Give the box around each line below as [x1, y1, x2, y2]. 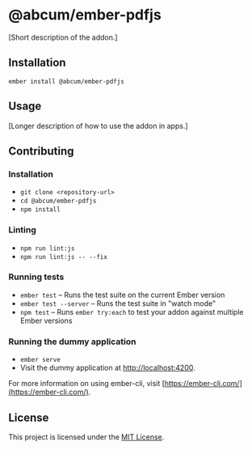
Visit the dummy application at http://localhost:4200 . [19, 363, 195, 373]
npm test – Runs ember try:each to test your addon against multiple [19, 307, 244, 316]
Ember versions [19, 316, 73, 325]
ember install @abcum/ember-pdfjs [8, 77, 125, 86]
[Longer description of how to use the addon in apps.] [8, 121, 188, 130]
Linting [8, 224, 36, 236]
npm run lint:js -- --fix [19, 253, 107, 261]
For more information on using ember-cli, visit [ [8, 379, 166, 388]
